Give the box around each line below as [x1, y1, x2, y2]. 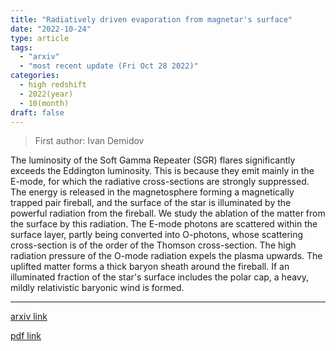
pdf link [10, 330, 42, 342]
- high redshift [19, 80, 87, 90]
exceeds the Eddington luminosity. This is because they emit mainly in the [10, 165, 315, 177]
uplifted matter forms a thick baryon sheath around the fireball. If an [10, 261, 290, 273]
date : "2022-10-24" [10, 24, 92, 34]
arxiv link [10, 311, 48, 323]
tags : [10, 42, 33, 53]
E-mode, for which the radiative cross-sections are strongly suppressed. [10, 176, 310, 188]
